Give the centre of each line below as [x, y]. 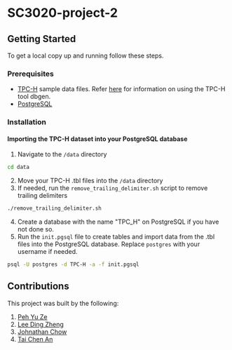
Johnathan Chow [42, 332]
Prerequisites [30, 74]
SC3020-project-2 [62, 13]
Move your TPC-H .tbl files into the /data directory [90, 181]
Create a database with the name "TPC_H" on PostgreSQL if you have [118, 222]
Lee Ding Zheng [41, 324]
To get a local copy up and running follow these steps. [86, 55]
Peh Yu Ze [32, 316]
